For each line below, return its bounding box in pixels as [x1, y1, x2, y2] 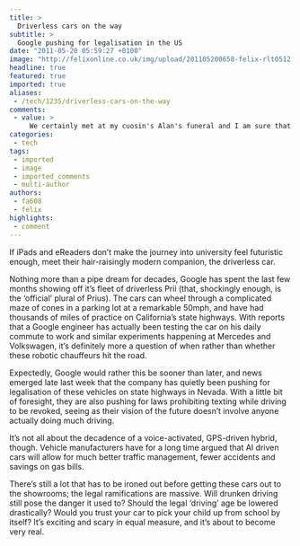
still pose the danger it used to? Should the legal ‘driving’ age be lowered [9, 498, 278, 508]
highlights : [9, 213, 54, 223]
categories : [9, 130, 54, 139]
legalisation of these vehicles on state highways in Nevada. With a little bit [9, 386, 283, 397]
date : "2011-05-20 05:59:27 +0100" [9, 47, 143, 56]
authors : [9, 189, 42, 198]
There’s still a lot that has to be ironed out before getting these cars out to [9, 478, 281, 489]
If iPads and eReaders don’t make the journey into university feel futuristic [9, 246, 284, 257]
